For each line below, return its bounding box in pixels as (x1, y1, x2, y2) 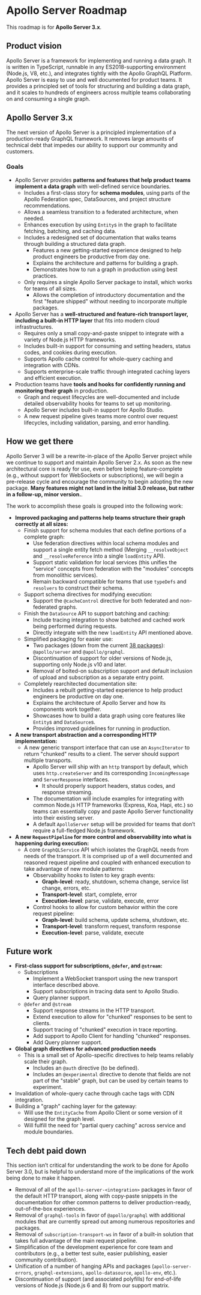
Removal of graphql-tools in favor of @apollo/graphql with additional (14, 1211, 185, 1219)
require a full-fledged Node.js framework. (32, 827, 136, 834)
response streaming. (41, 788, 93, 796)
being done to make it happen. (6, 1174, 82, 1181)
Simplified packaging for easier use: (23, 635, 113, 642)
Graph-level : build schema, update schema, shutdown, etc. (41, 916, 189, 923)
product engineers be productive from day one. (32, 253, 151, 260)
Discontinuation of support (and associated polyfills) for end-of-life (14, 1275, 181, 1283)
